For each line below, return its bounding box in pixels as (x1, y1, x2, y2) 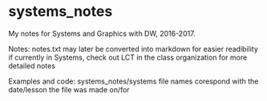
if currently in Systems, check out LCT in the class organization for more (8, 52, 248, 62)
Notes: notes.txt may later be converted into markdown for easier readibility (8, 44, 259, 53)
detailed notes (8, 60, 56, 70)
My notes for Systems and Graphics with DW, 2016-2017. (8, 29, 196, 38)
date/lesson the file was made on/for (8, 84, 130, 94)
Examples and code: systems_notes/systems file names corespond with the (8, 76, 259, 86)
